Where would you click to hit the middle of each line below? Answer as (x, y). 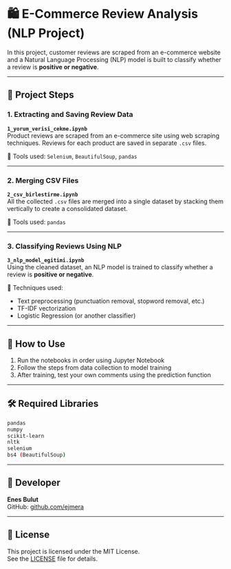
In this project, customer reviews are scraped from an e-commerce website (114, 52)
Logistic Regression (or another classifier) (76, 316)
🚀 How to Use (36, 344)
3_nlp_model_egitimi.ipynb (46, 260)
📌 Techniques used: (35, 288)
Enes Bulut (23, 499)
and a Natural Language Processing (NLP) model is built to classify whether (114, 59)
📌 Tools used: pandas (36, 222)
